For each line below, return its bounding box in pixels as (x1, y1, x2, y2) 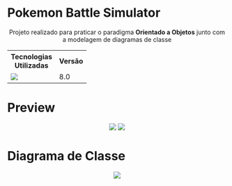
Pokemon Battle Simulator (7, 5, 161, 21)
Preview (7, 100, 56, 116)
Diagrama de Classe (7, 148, 126, 164)
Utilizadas (14, 61, 49, 70)
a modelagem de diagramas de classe (62, 35, 172, 43)
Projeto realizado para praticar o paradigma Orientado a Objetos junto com (9, 28, 225, 36)
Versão (59, 56, 84, 65)
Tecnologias (10, 52, 52, 61)
